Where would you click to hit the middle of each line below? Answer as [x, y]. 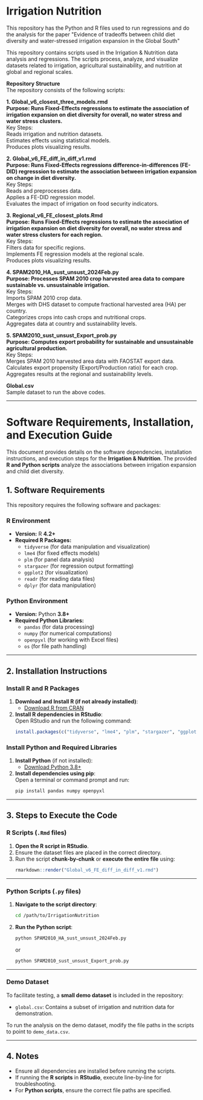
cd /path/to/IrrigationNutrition [57, 915]
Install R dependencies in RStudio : [59, 714]
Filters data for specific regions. [46, 247]
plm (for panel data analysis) [59, 559]
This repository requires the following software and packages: [84, 505]
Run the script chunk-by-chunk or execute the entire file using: [95, 859]
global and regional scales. [40, 71]
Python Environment [37, 601]
